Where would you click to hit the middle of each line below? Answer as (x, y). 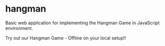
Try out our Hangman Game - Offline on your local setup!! (66, 38)
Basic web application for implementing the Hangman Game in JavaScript (82, 23)
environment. (19, 28)
